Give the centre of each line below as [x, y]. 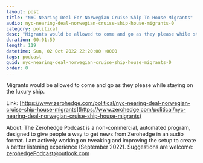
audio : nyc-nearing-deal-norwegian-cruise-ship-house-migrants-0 [90, 23]
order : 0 [17, 68]
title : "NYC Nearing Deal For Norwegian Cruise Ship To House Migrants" [100, 18]
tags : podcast [24, 57]
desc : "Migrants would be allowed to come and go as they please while [98, 34]
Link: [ [14, 103]
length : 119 [21, 46]
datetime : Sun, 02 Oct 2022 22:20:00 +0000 [62, 51]
